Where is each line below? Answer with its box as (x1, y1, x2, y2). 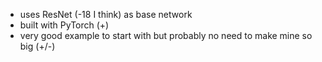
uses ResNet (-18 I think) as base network (19, 9, 193, 20)
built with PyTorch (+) (19, 19, 110, 31)
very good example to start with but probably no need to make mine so (19, 30, 313, 41)
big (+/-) (19, 40, 56, 52)
